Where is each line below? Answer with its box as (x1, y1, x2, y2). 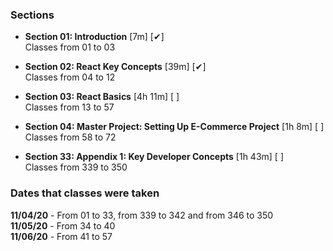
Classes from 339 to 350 (24, 161, 128, 173)
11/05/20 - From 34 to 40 (10, 219, 116, 232)
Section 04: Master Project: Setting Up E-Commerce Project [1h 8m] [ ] (24, 121, 325, 133)
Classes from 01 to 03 (24, 41, 116, 53)
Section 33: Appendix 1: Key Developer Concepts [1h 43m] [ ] (24, 151, 285, 163)
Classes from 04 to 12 (24, 71, 116, 83)
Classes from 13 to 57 (24, 101, 115, 113)
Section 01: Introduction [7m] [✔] (24, 31, 165, 43)
